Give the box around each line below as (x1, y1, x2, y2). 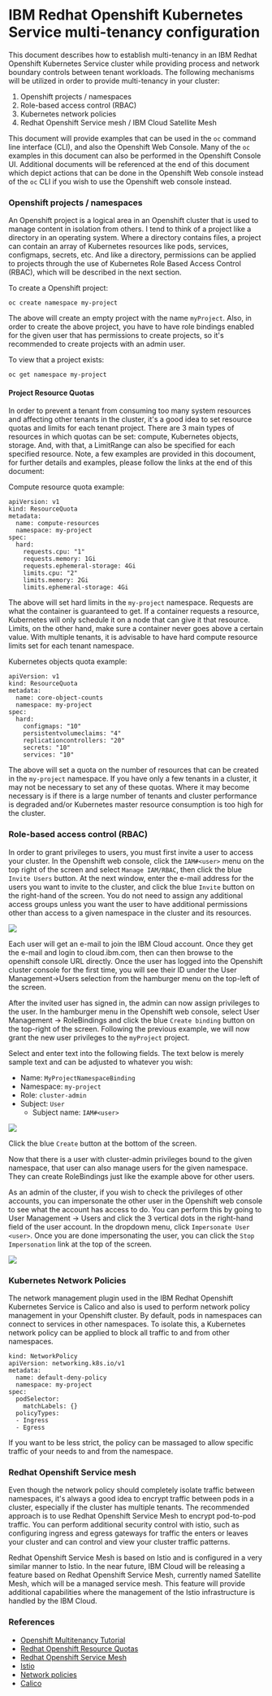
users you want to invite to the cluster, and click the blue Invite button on (8, 882, 255, 892)
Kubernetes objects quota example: (8, 657, 127, 667)
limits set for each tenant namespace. (8, 641, 135, 651)
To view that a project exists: (8, 355, 105, 365)
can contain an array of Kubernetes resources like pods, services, (8, 242, 229, 252)
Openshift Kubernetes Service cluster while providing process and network (8, 59, 260, 68)
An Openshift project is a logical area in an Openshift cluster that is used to (8, 216, 259, 226)
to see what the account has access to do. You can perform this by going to (8, 1204, 262, 1214)
